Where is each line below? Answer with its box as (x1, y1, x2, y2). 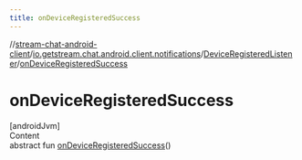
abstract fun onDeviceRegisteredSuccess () (9, 139, 172, 151)
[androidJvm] (9, 120, 61, 131)
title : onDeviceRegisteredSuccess (9, 13, 141, 23)
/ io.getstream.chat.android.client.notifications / (29, 48, 204, 59)
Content (9, 130, 40, 141)
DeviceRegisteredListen (203, 48, 294, 59)
